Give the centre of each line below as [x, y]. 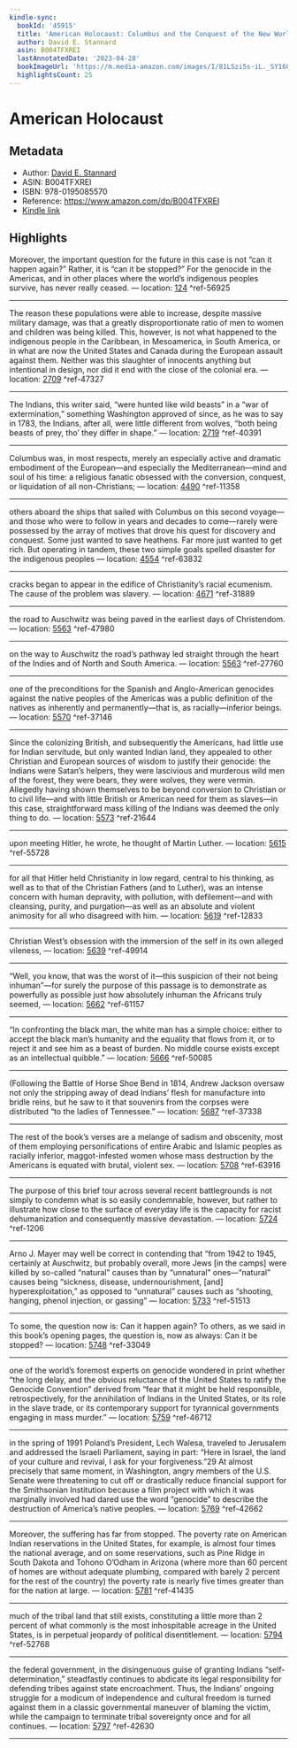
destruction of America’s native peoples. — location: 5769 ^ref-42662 [136, 1508]
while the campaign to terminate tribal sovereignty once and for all [130, 1716]
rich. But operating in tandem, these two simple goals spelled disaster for [142, 549]
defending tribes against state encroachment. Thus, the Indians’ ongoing [141, 1688]
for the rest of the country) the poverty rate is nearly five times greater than [147, 1581]
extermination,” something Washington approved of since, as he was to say [146, 413]
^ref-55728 [30, 852]
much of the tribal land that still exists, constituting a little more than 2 [136, 1615]
